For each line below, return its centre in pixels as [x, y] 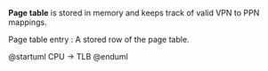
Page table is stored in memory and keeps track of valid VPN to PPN [134, 13]
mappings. [28, 22]
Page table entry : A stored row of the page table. [99, 39]
